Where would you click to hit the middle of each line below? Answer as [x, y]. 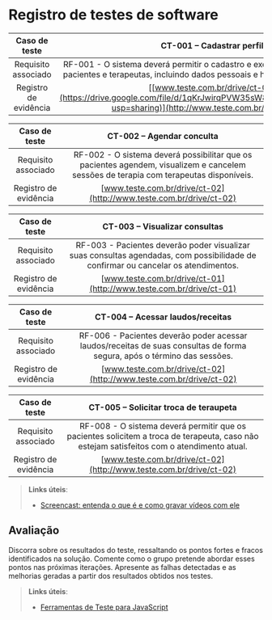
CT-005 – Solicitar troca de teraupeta [163, 407]
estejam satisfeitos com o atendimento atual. [163, 446]
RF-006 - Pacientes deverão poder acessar [163, 335]
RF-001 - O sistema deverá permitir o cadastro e [157, 64]
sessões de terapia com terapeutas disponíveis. [163, 175]
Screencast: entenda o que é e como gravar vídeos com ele [140, 505]
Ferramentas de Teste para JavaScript [104, 607]
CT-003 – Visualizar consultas [163, 226]
